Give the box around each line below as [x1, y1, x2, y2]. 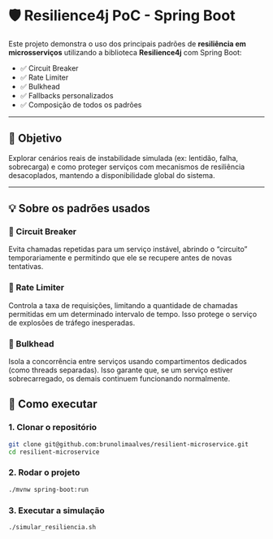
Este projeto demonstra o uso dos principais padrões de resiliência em [8, 38, 246, 49]
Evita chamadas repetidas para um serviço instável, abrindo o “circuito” [8, 245, 248, 254]
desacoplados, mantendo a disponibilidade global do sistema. [8, 170, 215, 180]
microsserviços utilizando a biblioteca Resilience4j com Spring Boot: [8, 47, 242, 57]
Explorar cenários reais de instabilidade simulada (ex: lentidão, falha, [8, 153, 238, 163]
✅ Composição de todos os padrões [19, 99, 142, 110]
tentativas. [8, 262, 44, 272]
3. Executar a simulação [8, 505, 106, 516]
